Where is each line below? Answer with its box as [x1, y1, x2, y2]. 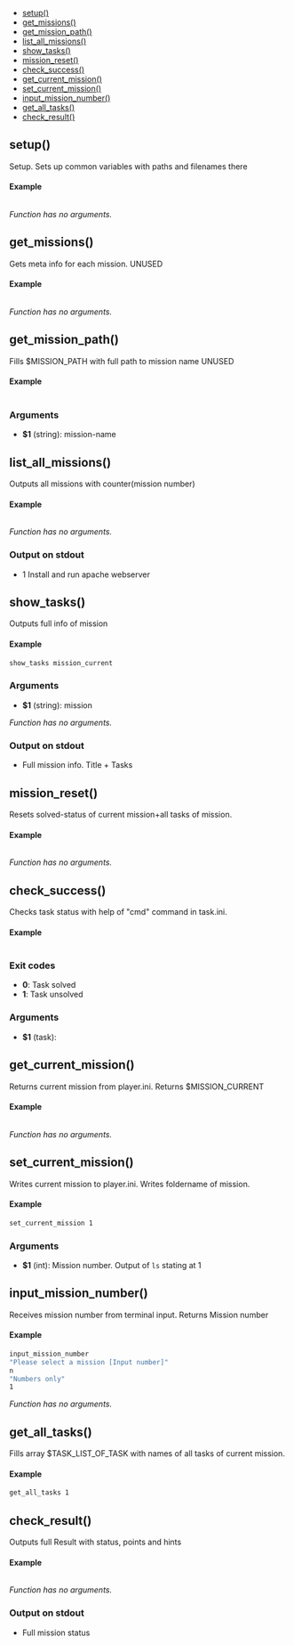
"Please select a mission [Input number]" [9, 1357, 169, 1366]
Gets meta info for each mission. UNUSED [9, 258, 163, 269]
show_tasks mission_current [9, 658, 114, 667]
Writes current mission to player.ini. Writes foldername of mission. [9, 1178, 250, 1189]
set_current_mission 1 [9, 1218, 93, 1227]
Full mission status [21, 1627, 91, 1638]
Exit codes [9, 959, 56, 972]
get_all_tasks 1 [9, 1488, 69, 1497]
